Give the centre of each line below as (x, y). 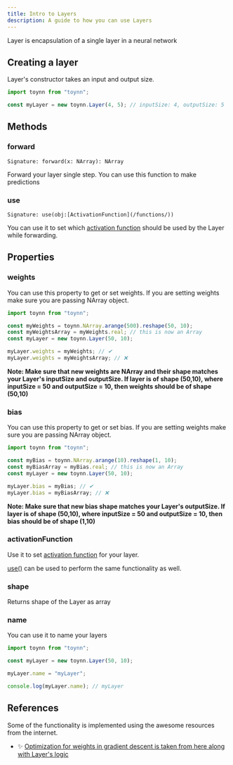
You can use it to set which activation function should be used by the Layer (116, 228)
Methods (27, 127)
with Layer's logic (43, 754)
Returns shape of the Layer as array (59, 602)
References (33, 708)
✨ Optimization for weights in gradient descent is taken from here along (121, 746)
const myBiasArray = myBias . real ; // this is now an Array (95, 467)
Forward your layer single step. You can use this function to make (102, 174)
